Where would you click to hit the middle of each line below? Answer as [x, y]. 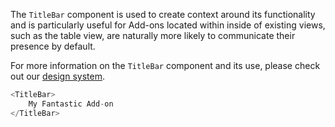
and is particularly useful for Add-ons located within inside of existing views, [168, 25]
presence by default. [53, 46]
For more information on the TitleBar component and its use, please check [165, 65]
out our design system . [57, 76]
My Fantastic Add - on [71, 104]
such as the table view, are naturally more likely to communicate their [153, 35]
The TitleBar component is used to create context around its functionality [163, 14]
